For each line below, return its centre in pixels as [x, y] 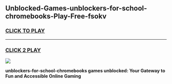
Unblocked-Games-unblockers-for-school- [76, 8]
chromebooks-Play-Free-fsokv [56, 17]
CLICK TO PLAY [25, 31]
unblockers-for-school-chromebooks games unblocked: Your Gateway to [85, 70]
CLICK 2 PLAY [23, 50]
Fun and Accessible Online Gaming [43, 76]
